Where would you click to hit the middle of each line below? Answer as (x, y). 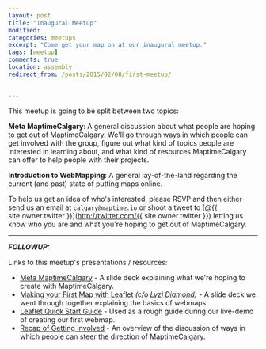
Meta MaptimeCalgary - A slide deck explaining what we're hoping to (132, 277)
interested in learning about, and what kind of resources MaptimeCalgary (127, 151)
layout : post (30, 15)
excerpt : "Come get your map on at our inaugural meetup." (108, 45)
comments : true (33, 60)
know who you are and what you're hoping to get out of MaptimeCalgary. (127, 224)
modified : (25, 30)
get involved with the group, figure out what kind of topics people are (121, 142)
